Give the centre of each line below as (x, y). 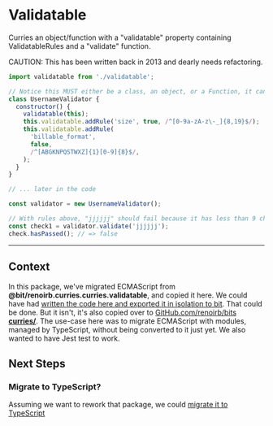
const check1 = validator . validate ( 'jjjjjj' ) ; (89, 226)
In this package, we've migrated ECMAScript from (92, 286)
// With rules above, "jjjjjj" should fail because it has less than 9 (132, 219)
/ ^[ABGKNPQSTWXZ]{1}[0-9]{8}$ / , (84, 152)
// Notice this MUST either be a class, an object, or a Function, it (130, 91)
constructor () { (43, 106)
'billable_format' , (63, 137)
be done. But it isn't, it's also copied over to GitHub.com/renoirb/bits (123, 312)
